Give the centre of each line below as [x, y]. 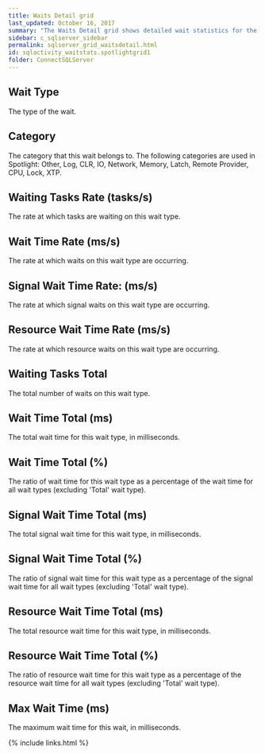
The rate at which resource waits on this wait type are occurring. [114, 349]
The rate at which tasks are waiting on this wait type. [94, 216]
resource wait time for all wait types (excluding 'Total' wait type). [114, 683]
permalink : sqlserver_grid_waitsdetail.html [83, 45]
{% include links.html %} [48, 743]
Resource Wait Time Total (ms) [86, 612]
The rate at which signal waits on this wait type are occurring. [109, 305]
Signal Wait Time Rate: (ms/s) [83, 286]
